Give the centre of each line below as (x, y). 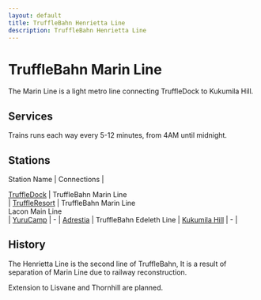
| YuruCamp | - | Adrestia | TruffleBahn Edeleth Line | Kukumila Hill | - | (123, 219)
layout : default (35, 15)
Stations (29, 160)
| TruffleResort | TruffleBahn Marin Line (72, 203)
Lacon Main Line (35, 211)
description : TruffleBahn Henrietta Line (78, 30)
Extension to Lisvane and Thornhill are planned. (86, 287)
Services (31, 116)
